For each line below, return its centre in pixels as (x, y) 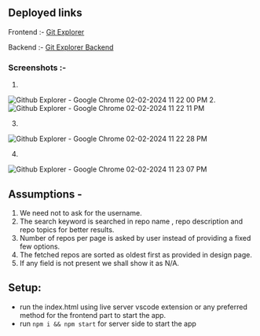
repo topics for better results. (67, 229)
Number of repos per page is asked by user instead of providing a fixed (135, 238)
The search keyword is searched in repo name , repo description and (131, 221)
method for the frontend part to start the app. (93, 315)
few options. (40, 246)
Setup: (25, 288)
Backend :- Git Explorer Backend (61, 47)
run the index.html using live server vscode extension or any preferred (133, 307)
